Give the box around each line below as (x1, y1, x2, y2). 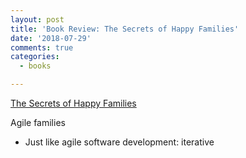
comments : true (10, 42, 74, 53)
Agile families (10, 117, 66, 128)
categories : (10, 52, 60, 62)
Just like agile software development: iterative (24, 136, 215, 148)
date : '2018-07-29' (10, 33, 92, 43)
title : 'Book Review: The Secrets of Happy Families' (10, 24, 240, 34)
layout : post (10, 14, 65, 25)
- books (19, 61, 52, 71)
